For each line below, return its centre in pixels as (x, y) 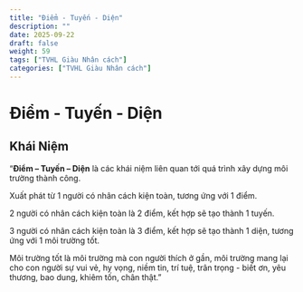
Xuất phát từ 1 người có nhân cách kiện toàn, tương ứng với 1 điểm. (133, 195)
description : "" (40, 26)
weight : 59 (30, 52)
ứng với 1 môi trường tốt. (55, 240)
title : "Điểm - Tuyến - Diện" (66, 18)
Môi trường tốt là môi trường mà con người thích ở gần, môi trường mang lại (149, 258)
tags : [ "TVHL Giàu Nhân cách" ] (68, 60)
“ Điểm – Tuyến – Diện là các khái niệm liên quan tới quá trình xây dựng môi (149, 168)
